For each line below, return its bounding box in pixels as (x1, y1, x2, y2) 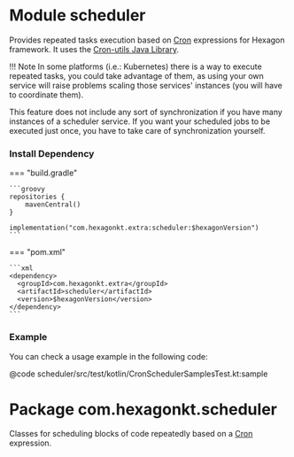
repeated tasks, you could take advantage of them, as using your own (9, 70, 264, 81)
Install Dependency (9, 147, 95, 159)
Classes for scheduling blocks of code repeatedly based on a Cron (9, 429, 253, 439)
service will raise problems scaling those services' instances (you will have (9, 80, 283, 90)
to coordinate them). (9, 89, 84, 100)
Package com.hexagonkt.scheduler (9, 399, 277, 419)
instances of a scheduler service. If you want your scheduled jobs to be (9, 116, 271, 127)
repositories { (9, 192, 66, 202)
